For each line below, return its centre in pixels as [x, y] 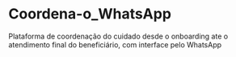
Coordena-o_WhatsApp [90, 14]
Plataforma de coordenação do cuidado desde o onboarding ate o [118, 36]
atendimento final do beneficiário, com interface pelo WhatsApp [115, 44]
